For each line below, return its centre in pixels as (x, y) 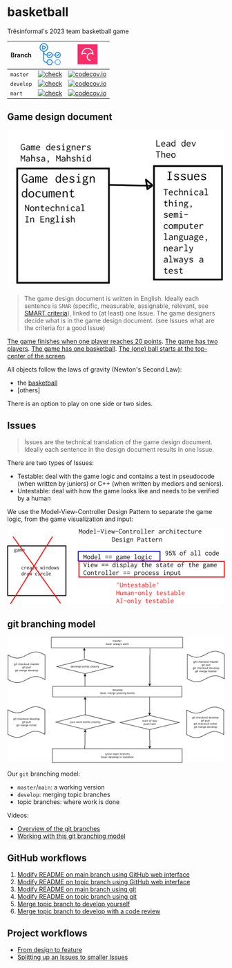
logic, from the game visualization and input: (70, 519)
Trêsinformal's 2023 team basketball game (68, 31)
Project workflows (47, 933)
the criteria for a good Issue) (65, 328)
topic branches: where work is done (68, 802)
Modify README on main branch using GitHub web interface (103, 875)
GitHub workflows (47, 858)
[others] (28, 390)
